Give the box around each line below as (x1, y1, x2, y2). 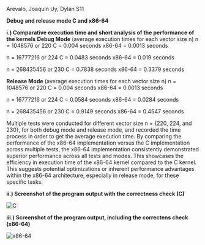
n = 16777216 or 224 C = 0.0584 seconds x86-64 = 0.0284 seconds (6, 96, 179, 103)
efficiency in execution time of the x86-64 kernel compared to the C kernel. (6, 159, 197, 166)
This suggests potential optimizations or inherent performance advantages (6, 165, 195, 172)
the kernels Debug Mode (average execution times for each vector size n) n (6, 36, 199, 42)
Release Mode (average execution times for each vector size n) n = (6, 78, 176, 85)
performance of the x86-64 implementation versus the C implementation (6, 139, 190, 146)
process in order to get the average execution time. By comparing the (6, 133, 182, 140)
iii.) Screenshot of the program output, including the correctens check (6, 214, 188, 221)
